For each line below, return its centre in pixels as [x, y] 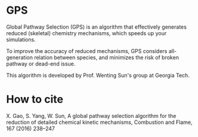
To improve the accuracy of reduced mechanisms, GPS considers [87, 51]
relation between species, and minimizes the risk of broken [106, 57]
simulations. [21, 39]
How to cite [35, 99]
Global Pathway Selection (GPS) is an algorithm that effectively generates [96, 27]
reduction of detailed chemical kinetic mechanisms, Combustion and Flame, [99, 122]
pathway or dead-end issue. [41, 64]
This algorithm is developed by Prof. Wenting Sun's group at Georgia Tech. [98, 75]
